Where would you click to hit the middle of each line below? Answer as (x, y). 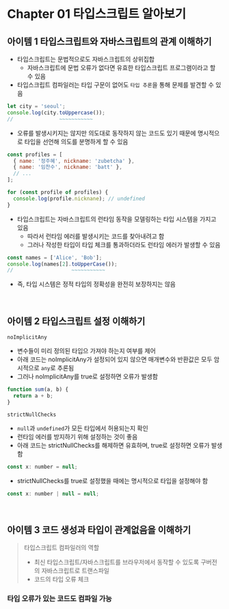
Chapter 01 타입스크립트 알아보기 (97, 14)
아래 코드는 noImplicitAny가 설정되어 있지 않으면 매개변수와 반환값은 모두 (114, 359)
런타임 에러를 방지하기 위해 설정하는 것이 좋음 (77, 437)
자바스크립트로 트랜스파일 (75, 571)
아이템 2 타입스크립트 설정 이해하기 (76, 321)
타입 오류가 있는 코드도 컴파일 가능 (60, 599)
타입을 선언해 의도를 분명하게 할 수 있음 (76, 142)
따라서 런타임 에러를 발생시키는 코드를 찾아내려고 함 (96, 236)
